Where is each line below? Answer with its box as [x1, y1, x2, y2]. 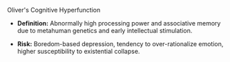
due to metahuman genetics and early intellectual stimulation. [17, 27, 193, 34]
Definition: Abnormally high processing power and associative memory [17, 19, 221, 27]
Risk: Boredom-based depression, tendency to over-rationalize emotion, [17, 40, 224, 48]
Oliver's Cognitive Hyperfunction [7, 6, 101, 14]
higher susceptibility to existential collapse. [17, 48, 140, 55]
